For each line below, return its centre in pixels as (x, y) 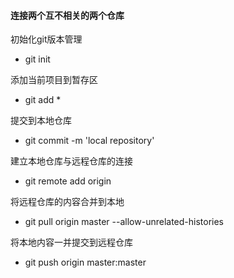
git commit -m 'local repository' (89, 141)
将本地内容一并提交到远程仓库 (71, 242)
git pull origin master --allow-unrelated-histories (124, 222)
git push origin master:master (85, 262)
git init (37, 59)
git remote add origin (68, 181)
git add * (43, 100)
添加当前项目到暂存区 (54, 80)
